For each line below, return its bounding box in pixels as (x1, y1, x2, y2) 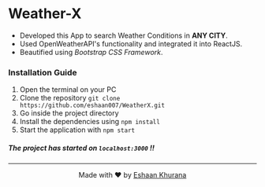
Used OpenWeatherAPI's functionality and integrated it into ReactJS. (19, 38, 243, 48)
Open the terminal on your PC (19, 85, 117, 94)
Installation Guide (8, 67, 77, 78)
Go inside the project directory (19, 108, 120, 118)
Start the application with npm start (19, 125, 136, 134)
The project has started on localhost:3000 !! (8, 143, 155, 152)
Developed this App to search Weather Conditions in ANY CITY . (19, 31, 229, 40)
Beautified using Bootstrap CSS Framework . (19, 47, 163, 57)
